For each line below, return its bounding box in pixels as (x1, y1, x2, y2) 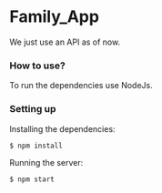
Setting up (9, 103, 56, 116)
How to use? (9, 59, 66, 72)
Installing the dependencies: (9, 123, 116, 134)
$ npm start (9, 175, 55, 184)
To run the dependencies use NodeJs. (9, 80, 153, 91)
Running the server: (9, 157, 84, 168)
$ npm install (9, 141, 64, 150)
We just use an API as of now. (9, 36, 121, 47)
